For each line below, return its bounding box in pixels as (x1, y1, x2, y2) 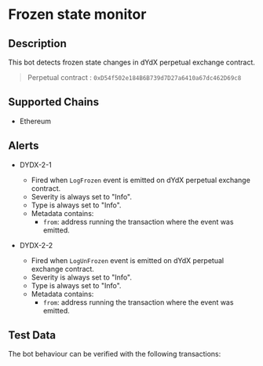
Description (8, 37, 67, 50)
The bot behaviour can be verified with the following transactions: (8, 350, 221, 359)
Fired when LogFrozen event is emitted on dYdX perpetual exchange (31, 175, 251, 185)
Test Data (8, 328, 57, 342)
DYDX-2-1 (19, 159, 53, 170)
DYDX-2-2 (19, 240, 53, 250)
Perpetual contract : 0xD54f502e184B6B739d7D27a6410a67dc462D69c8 (27, 73, 242, 82)
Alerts (8, 139, 39, 152)
